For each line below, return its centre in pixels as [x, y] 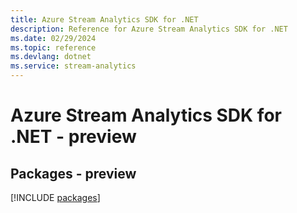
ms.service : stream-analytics [73, 66]
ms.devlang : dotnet [51, 57]
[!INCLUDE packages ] [55, 197]
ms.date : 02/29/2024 [53, 38]
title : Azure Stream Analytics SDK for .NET [104, 19]
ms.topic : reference [53, 47]
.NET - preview [73, 137]
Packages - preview [73, 173]
